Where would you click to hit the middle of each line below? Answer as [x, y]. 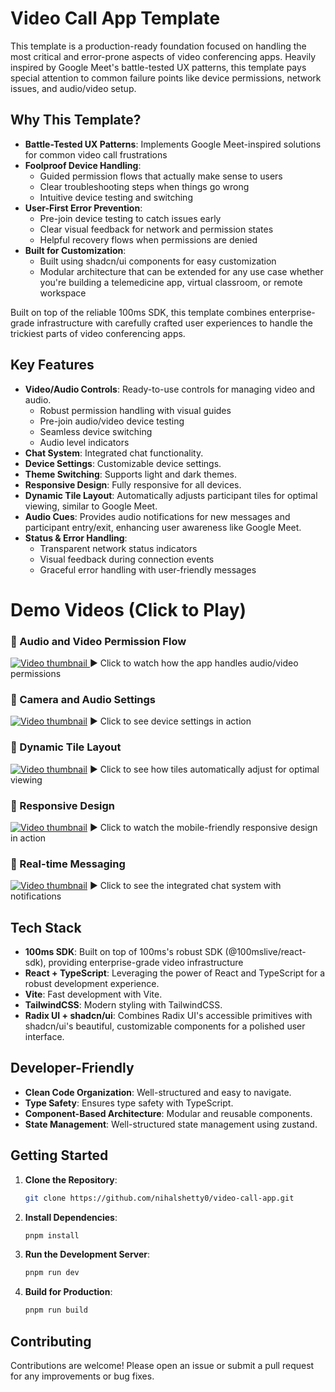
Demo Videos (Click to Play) [128, 609]
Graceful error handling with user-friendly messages [148, 569]
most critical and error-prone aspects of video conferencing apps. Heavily [163, 56]
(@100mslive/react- [265, 952]
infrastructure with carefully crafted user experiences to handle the [175, 323]
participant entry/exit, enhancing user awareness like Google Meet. [163, 527]
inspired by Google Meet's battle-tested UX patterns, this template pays [158, 67]
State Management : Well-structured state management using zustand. [171, 1124]
